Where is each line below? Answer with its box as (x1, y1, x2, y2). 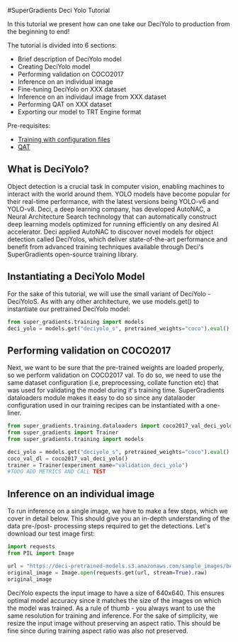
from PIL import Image (7, 550, 74, 557)
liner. (7, 408, 22, 418)
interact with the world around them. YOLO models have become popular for (7, 190, 230, 198)
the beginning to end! (7, 28, 70, 36)
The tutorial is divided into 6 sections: (7, 41, 117, 49)
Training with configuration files (17, 135, 110, 143)
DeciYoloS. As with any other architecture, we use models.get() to (7, 297, 200, 305)
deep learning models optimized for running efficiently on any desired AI (7, 219, 219, 228)
